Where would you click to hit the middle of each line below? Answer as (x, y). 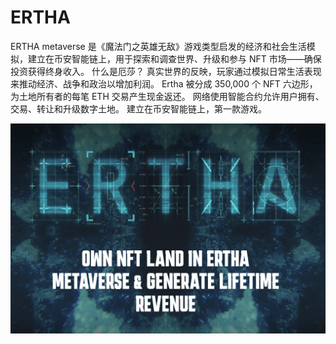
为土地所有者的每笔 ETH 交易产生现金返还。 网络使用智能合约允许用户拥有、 (167, 96)
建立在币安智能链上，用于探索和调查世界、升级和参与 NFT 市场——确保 (174, 58)
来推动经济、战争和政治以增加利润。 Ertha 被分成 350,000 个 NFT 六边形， (164, 83)
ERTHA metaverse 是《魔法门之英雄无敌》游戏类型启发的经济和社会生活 (158, 46)
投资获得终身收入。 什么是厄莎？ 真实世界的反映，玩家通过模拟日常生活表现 (166, 71)
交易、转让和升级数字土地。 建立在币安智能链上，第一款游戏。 (138, 108)
